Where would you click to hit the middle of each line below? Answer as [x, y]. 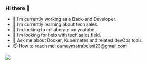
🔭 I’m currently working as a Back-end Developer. [64, 19]
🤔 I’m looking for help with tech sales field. [57, 35]
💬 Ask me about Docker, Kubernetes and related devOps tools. [78, 40]
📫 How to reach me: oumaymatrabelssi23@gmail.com [69, 46]
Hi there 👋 [18, 8]
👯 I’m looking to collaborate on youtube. [54, 30]
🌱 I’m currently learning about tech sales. [55, 24]
